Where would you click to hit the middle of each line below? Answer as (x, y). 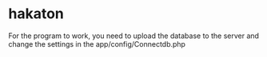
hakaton (36, 14)
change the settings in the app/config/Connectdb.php (97, 44)
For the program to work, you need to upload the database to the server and (134, 36)
